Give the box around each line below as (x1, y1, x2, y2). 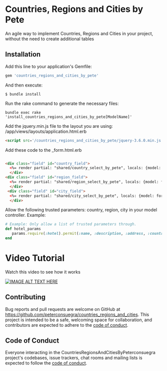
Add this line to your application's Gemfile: (5, 63, 92, 69)
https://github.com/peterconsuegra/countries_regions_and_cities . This (5, 311, 150, 317)
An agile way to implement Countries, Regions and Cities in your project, (5, 30, 153, 36)
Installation (5, 50, 41, 59)
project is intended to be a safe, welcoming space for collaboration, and (5, 317, 153, 323)
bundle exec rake (5, 110, 41, 115)
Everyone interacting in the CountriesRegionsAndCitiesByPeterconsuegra (5, 350, 156, 356)
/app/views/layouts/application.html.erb (5, 128, 87, 134)
